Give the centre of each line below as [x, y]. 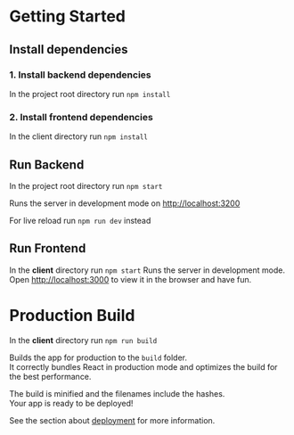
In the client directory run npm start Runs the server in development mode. [147, 270]
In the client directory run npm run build [83, 340]
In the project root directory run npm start [86, 185]
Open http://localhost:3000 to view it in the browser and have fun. [131, 279]
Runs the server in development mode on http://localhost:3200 [125, 203]
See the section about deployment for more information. [112, 420]
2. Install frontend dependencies [81, 117]
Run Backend [47, 164]
